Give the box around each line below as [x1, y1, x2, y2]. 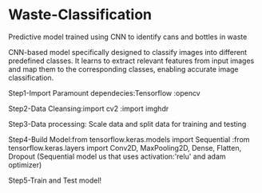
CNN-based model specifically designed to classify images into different [8, 47, 248, 57]
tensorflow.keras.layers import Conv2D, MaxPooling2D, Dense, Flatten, [8, 143, 242, 152]
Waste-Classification [8, 6, 153, 24]
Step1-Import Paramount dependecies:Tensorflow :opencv [8, 88, 201, 97]
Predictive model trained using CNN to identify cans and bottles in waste [8, 32, 248, 41]
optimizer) [8, 160, 42, 169]
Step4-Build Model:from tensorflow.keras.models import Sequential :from [8, 134, 250, 144]
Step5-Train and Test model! [8, 175, 102, 185]
